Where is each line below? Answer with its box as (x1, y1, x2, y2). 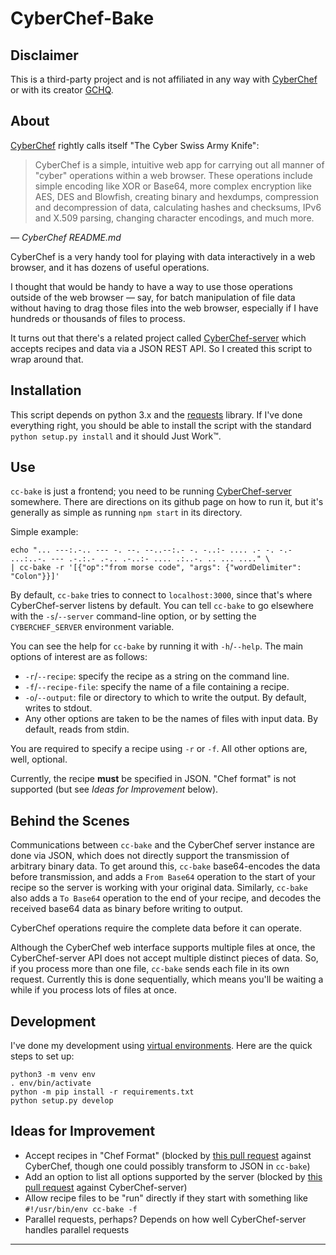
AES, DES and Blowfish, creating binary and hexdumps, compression (34, 190, 320, 202)
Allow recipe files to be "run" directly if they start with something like (24, 1192, 308, 1204)
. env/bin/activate (10, 1078, 92, 1089)
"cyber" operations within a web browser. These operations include (34, 169, 313, 181)
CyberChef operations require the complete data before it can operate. (10, 922, 302, 934)
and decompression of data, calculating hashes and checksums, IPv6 (34, 201, 322, 213)
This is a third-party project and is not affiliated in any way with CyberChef (10, 73, 318, 85)
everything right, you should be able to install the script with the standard (10, 419, 312, 431)
